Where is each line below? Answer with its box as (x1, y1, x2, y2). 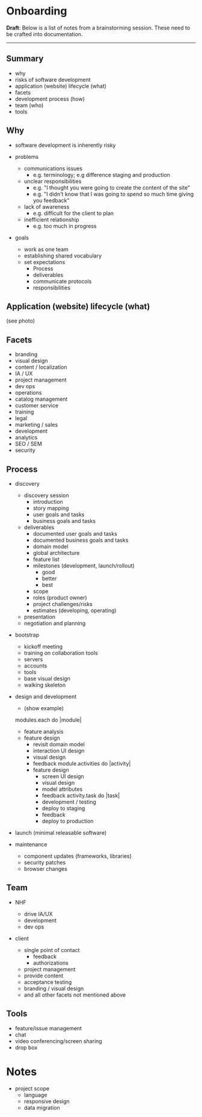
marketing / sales (14, 421, 58, 429)
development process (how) (14, 95, 85, 102)
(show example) (23, 705, 64, 711)
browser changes (23, 865, 68, 872)
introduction (32, 498, 63, 505)
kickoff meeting (23, 643, 63, 650)
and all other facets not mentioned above (23, 991, 126, 998)
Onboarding (6, 4, 67, 18)
